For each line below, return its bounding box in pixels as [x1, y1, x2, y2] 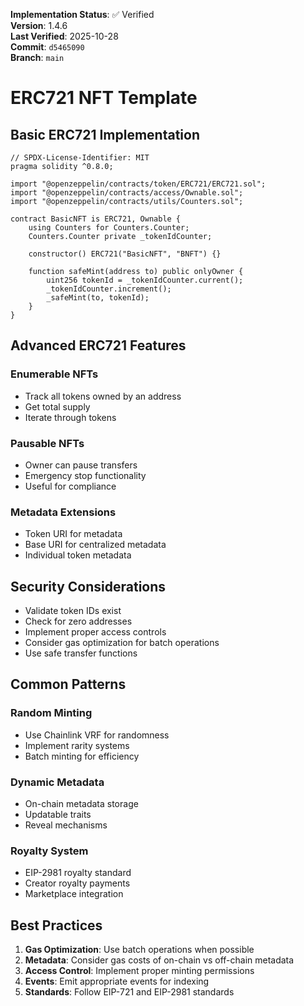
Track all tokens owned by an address [24, 390, 182, 402]
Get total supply [24, 400, 91, 413]
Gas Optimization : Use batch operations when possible [24, 944, 255, 956]
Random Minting [10, 706, 93, 720]
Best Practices [10, 917, 103, 934]
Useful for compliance [24, 480, 117, 492]
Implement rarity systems [24, 739, 130, 751]
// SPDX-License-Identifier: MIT [10, 153, 150, 163]
